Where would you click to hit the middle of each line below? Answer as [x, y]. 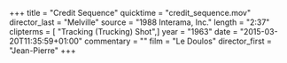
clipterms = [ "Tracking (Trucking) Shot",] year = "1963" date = [124, 31]
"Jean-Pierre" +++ [43, 51]
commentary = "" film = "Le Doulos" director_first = [178, 41]
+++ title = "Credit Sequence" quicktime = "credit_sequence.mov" [130, 13]
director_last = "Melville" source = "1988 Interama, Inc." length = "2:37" [140, 22]
